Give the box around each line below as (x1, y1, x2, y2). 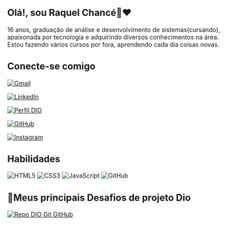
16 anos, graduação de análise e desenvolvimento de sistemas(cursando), (7, 25, 221, 33)
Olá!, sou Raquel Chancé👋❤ (7, 7, 132, 19)
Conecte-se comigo (7, 61, 96, 72)
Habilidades (7, 153, 61, 165)
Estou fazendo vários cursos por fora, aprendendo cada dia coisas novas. (7, 40, 220, 49)
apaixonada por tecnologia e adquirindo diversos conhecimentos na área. (7, 33, 219, 41)
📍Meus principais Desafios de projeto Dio (7, 192, 191, 203)
